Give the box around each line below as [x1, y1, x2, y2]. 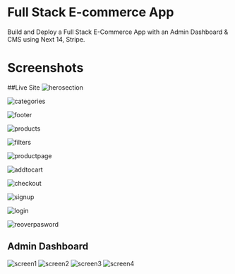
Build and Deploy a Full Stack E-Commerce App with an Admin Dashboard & [7, 28, 229, 36]
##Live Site [7, 83, 40, 92]
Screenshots [7, 60, 84, 76]
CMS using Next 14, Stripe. [7, 35, 85, 43]
